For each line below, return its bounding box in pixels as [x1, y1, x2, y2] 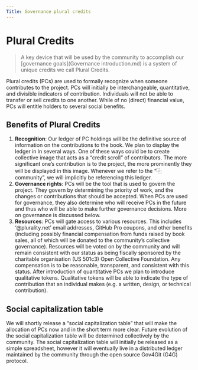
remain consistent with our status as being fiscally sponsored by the [14, 249, 181, 257]
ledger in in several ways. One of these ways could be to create [14, 148, 170, 155]
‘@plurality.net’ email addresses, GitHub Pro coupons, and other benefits [14, 224, 193, 231]
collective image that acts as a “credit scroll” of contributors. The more [14, 154, 187, 161]
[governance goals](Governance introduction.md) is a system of [20, 60, 177, 67]
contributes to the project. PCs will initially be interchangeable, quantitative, [6, 84, 190, 91]
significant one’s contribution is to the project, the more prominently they [14, 161, 192, 168]
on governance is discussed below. [14, 212, 101, 219]
